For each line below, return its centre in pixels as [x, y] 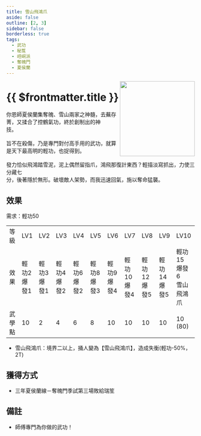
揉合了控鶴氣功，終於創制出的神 [61, 122]
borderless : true [28, 34]
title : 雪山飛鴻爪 [27, 12]
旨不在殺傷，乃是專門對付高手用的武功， [56, 143]
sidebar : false [25, 28]
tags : [13, 40]
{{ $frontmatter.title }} [63, 97]
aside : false [22, 17]
